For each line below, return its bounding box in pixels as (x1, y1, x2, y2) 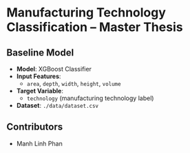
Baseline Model (6, 47, 74, 58)
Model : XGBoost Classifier (16, 65, 92, 73)
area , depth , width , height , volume (26, 80, 121, 87)
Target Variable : (16, 87, 63, 95)
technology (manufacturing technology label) (26, 94, 154, 102)
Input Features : (16, 72, 61, 80)
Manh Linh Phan (16, 139, 63, 148)
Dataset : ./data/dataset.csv (16, 102, 99, 109)
